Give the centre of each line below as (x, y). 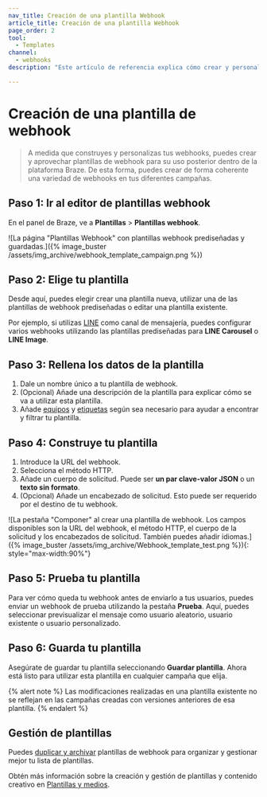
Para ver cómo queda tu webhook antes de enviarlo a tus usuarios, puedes (131, 597)
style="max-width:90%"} (50, 553)
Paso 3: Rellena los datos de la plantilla (106, 364)
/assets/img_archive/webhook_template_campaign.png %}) (105, 255)
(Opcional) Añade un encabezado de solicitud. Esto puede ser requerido (138, 495)
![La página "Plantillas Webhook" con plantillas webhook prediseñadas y (126, 238)
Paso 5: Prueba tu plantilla (74, 578)
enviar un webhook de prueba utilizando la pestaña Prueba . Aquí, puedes (129, 606)
